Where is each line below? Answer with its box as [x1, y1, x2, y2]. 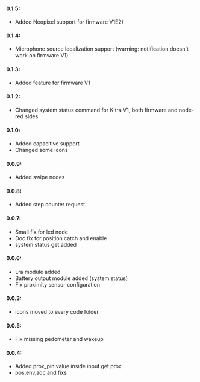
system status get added [14, 241, 77, 248]
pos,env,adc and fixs [14, 369, 67, 377]
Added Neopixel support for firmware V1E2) [14, 18, 123, 25]
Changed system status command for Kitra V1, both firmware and [14, 106, 178, 113]
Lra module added [14, 268, 61, 275]
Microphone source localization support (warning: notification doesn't [14, 45, 189, 53]
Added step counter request [14, 201, 86, 208]
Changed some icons [14, 147, 68, 154]
